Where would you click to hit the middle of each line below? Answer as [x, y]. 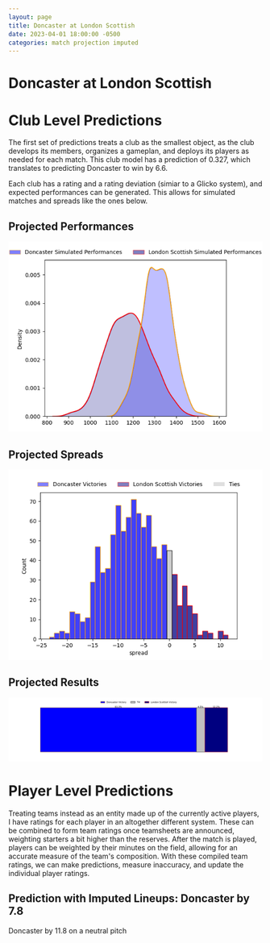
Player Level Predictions [91, 791]
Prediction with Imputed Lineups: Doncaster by [129, 899]
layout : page [30, 17]
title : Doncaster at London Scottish [72, 25]
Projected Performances [71, 226]
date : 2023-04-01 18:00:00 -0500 [64, 34]
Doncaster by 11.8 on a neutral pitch [68, 930]
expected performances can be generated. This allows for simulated [122, 193]
